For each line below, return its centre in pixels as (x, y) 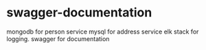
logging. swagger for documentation (58, 38)
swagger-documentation (79, 13)
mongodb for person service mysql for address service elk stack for (103, 32)
